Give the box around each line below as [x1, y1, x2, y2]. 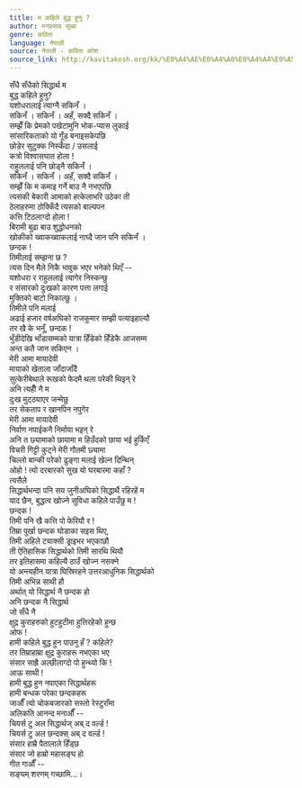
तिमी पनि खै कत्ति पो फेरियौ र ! [9, 515, 95, 526]
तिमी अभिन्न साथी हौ [9, 576, 65, 586]
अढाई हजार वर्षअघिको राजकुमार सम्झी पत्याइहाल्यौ [9, 312, 150, 323]
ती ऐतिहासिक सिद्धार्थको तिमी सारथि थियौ [9, 546, 124, 557]
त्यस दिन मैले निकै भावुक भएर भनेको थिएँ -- [9, 262, 133, 273]
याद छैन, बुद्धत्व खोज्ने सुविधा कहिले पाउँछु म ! [9, 495, 137, 505]
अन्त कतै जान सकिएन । [9, 343, 79, 354]
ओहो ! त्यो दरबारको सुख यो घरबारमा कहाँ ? [9, 465, 132, 476]
